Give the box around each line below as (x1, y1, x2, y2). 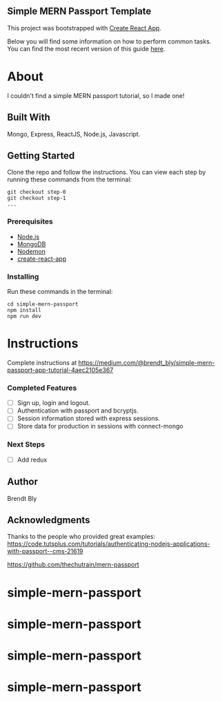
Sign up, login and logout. (17, 399, 91, 407)
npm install (7, 306, 41, 313)
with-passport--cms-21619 (7, 547, 84, 555)
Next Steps (7, 440, 46, 449)
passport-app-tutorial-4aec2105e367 (7, 366, 114, 374)
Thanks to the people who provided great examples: (7, 533, 156, 541)
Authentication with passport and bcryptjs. (17, 406, 139, 415)
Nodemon (17, 247, 46, 255)
